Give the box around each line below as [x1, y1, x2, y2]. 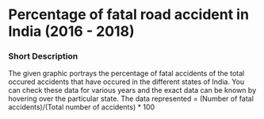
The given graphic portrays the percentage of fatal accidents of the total [8, 69, 245, 79]
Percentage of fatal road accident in [8, 6, 250, 24]
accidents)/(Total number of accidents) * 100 [8, 102, 155, 112]
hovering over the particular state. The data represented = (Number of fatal [8, 94, 254, 104]
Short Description [8, 51, 78, 62]
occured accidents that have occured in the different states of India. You [8, 77, 244, 86]
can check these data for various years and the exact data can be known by [8, 86, 256, 95]
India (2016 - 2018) [8, 22, 135, 40]
